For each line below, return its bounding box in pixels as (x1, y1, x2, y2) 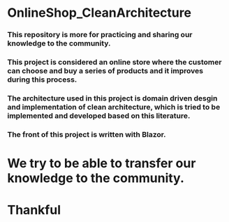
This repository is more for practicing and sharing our (7, 30, 193, 40)
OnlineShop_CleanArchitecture (7, 5, 192, 21)
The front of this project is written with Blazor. (7, 129, 166, 139)
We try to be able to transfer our (7, 156, 196, 172)
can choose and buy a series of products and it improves (7, 66, 204, 76)
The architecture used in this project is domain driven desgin (7, 93, 218, 103)
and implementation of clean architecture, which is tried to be (7, 102, 221, 112)
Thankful (7, 202, 61, 218)
